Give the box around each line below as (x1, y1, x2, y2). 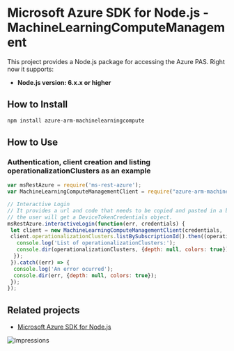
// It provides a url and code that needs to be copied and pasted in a (7, 207, 223, 214)
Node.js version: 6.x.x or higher (17, 78, 111, 86)
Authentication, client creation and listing (7, 157, 151, 166)
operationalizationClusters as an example (7, 166, 151, 175)
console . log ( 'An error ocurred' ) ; (13, 265, 114, 272)
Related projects (7, 304, 80, 316)
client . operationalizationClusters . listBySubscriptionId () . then (10, 233, 201, 240)
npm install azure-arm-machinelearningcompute (7, 117, 145, 124)
